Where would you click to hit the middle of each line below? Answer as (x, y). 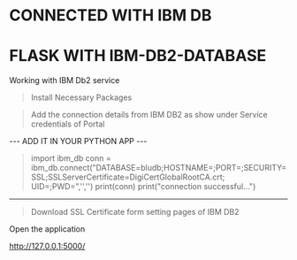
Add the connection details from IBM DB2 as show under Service (149, 115)
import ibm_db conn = (71, 158)
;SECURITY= (264, 168)
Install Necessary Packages (81, 97)
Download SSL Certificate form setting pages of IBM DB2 (135, 212)
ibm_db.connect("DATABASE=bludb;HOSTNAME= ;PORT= (136, 168)
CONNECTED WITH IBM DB (110, 15)
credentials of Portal (68, 124)
